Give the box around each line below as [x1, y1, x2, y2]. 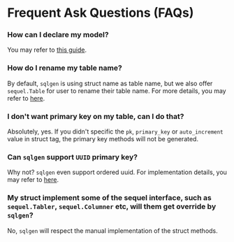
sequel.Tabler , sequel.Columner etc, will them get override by [7, 201, 217, 211]
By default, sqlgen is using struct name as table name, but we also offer [7, 79, 213, 87]
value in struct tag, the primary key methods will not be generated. [7, 135, 199, 143]
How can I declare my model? [7, 30, 110, 40]
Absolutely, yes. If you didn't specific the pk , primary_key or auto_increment [7, 127, 224, 136]
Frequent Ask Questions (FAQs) [7, 5, 194, 21]
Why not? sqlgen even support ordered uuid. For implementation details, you [7, 168, 227, 176]
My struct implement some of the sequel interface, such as [7, 193, 212, 203]
